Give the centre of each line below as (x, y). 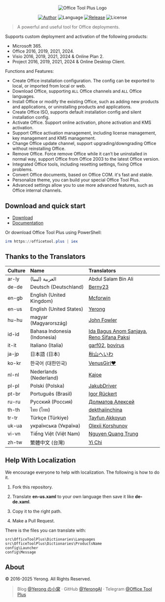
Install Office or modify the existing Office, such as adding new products (85, 102)
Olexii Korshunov (108, 426)
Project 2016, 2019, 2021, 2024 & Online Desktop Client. (69, 62)
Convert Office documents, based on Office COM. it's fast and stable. (82, 175)
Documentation (28, 223)
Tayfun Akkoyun (107, 418)
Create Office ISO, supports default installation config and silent (77, 112)
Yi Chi (95, 442)
